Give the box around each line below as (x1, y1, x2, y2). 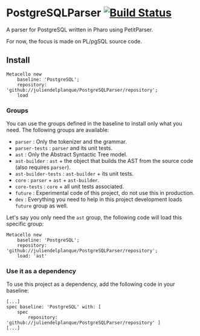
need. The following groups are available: (6, 127, 109, 134)
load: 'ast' (17, 253, 47, 259)
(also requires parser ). (15, 163, 71, 171)
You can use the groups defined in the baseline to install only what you (6, 120, 182, 127)
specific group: (6, 220, 44, 227)
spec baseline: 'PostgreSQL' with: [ (6, 304, 102, 310)
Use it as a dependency (6, 267, 77, 275)
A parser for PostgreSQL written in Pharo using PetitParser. (6, 26, 153, 33)
